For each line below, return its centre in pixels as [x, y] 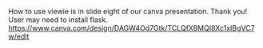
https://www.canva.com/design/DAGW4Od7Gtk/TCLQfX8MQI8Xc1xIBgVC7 [131, 28]
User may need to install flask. [58, 20]
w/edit [19, 36]
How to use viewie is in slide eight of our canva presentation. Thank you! [128, 11]
